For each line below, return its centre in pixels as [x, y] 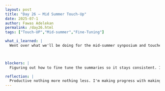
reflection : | [20, 76]
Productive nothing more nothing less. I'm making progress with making [85, 81]
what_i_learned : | [24, 41]
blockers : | [17, 63]
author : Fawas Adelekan [29, 23]
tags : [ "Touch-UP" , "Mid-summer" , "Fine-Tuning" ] [55, 32]
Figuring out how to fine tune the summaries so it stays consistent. [83, 68]
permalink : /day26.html [29, 28]
